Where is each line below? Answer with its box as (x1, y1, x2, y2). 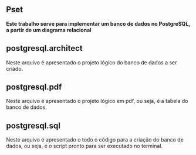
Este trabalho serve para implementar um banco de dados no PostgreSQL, (6, 20, 191, 27)
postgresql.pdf (6, 82, 62, 92)
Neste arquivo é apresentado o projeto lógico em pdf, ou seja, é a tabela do (6, 98, 188, 105)
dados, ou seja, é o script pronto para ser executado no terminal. (6, 143, 163, 150)
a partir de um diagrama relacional (6, 26, 92, 33)
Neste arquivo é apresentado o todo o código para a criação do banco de (6, 136, 184, 143)
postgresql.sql (6, 120, 60, 130)
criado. (6, 65, 23, 72)
